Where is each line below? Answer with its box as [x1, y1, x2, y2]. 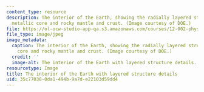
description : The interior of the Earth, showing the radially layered [6, 15, 191, 21]
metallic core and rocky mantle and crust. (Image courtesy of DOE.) [12, 20, 191, 26]
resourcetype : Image [6, 65, 59, 71]
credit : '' [12, 54, 39, 60]
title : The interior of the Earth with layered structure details [6, 71, 178, 77]
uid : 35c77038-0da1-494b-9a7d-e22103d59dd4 [6, 76, 118, 82]
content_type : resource [6, 8, 67, 15]
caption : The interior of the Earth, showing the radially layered [12, 43, 186, 49]
